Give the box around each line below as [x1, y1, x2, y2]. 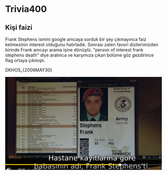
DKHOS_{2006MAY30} [5, 67, 53, 73]
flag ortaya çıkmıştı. [5, 58, 46, 63]
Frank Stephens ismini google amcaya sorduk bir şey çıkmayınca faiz [5, 36, 147, 42]
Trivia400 [5, 3, 47, 15]
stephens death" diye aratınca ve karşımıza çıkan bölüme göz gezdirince [5, 52, 154, 58]
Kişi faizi [5, 23, 32, 32]
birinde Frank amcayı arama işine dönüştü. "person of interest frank [5, 47, 144, 53]
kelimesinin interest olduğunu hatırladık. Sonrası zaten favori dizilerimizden [5, 42, 159, 48]
